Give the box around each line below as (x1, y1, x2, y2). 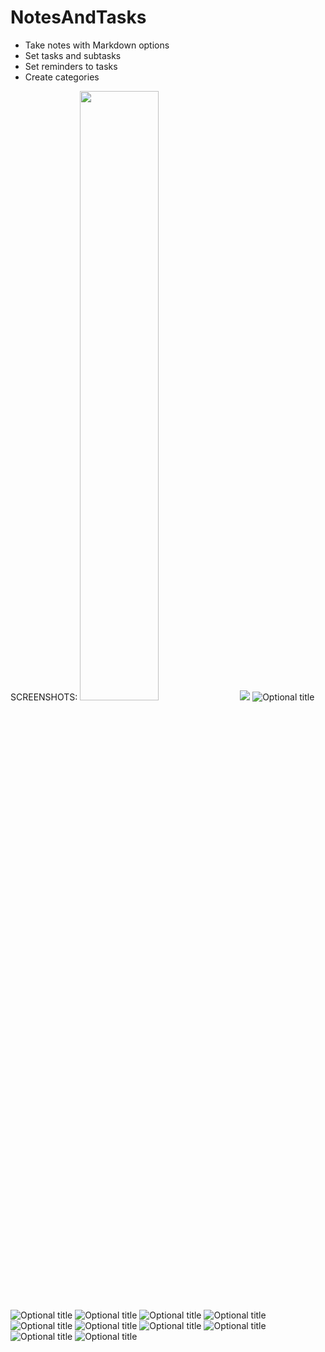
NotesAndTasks (10, 6, 147, 29)
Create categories (24, 71, 100, 83)
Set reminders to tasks (24, 60, 118, 72)
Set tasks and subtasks (24, 49, 122, 61)
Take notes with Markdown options (24, 39, 170, 51)
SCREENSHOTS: (10, 691, 78, 703)
